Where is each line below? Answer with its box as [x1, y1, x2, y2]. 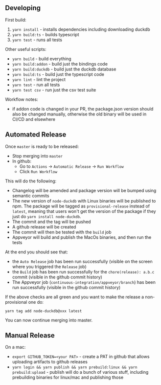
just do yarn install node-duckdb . [12, 213, 82, 219]
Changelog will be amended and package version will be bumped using [12, 187, 157, 193]
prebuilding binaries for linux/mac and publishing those [12, 374, 124, 381]
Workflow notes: [5, 96, 38, 102]
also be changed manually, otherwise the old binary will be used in [12, 111, 147, 117]
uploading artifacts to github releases [12, 359, 88, 365]
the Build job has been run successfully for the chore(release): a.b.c [12, 269, 155, 274]
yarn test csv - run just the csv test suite [12, 87, 96, 92]
